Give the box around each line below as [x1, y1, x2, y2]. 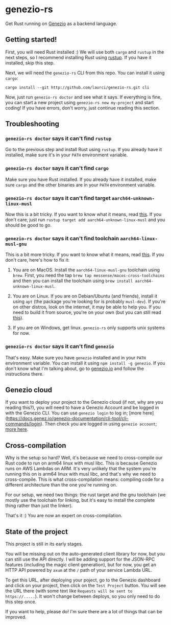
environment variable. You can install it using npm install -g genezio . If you [5, 360, 165, 366]
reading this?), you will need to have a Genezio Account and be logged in [5, 405, 159, 411]
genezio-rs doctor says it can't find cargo [5, 165, 109, 172]
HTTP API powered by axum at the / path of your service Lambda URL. [5, 567, 152, 573]
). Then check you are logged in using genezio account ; [40, 421, 157, 427]
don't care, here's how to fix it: [5, 257, 70, 263]
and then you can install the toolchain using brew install [12, 277, 133, 284]
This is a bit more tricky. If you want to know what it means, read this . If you [5, 251, 164, 258]
